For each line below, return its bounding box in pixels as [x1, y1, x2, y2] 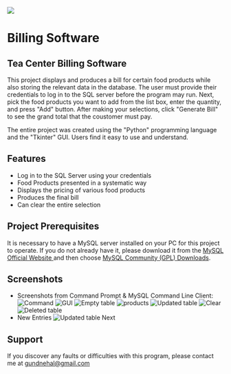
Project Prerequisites [7, 220, 100, 232]
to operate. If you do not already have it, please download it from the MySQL [7, 246, 224, 254]
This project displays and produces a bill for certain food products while [7, 76, 211, 84]
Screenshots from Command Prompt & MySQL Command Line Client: [16, 291, 214, 300]
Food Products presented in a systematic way [16, 178, 147, 187]
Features [7, 153, 46, 165]
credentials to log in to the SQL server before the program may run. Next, [7, 90, 214, 98]
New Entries [16, 313, 52, 322]
